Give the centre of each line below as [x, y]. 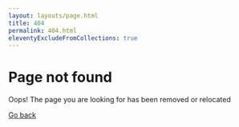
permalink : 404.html [43, 30]
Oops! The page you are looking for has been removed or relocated [119, 100]
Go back [22, 115]
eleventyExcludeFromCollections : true [73, 38]
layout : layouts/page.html [53, 16]
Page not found [60, 77]
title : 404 [26, 23]
